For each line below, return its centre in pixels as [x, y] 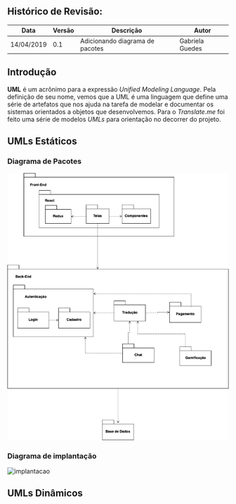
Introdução [32, 72]
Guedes [191, 48]
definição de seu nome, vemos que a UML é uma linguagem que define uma [118, 96]
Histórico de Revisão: [55, 12]
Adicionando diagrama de [117, 41]
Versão [63, 30]
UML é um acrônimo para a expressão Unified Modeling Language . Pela [112, 89]
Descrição [127, 30]
